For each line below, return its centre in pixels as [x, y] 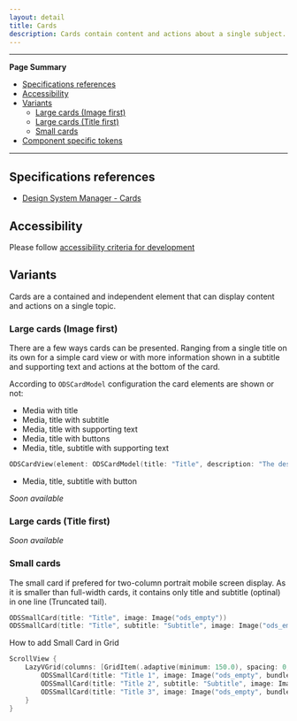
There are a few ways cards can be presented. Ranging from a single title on [148, 348]
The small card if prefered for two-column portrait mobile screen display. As [148, 583]
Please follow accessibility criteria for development [102, 247]
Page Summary [38, 67]
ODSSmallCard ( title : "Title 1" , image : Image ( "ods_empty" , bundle [166, 676]
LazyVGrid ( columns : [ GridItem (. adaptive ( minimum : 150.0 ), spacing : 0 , [158, 667]
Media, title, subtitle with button [79, 481]
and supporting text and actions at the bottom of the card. [115, 367]
